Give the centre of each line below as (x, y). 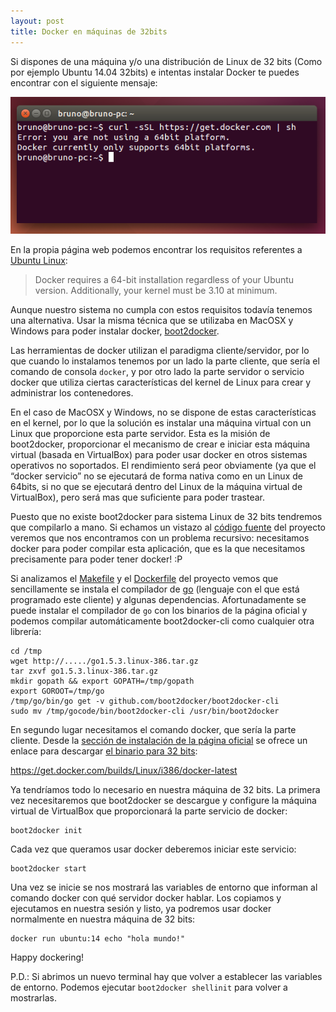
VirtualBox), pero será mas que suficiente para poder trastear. (138, 497)
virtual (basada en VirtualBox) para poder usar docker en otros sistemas (159, 455)
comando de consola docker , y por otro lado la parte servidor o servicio (157, 372)
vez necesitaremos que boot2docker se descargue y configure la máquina (163, 801)
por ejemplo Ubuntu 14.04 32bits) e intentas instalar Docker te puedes (155, 72)
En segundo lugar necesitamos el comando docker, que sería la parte (153, 730)
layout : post (37, 21)
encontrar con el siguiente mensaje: (84, 82)
